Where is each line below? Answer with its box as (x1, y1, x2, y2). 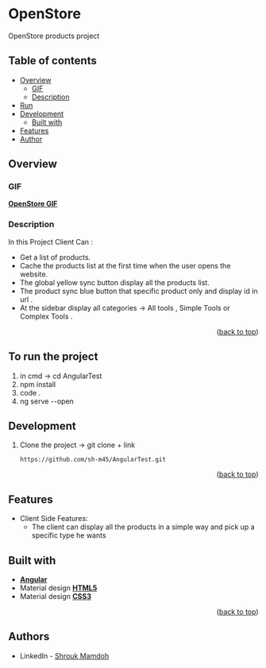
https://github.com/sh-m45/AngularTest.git (19, 456, 167, 464)
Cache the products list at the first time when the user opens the (19, 261, 231, 270)
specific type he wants (31, 531, 106, 540)
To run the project (8, 350, 98, 364)
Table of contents (8, 54, 97, 68)
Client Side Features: (19, 514, 89, 523)
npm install (19, 379, 56, 389)
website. (19, 269, 48, 279)
